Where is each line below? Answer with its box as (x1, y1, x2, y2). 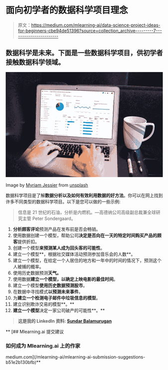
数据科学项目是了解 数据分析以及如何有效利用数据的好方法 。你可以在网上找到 (5, 192, 163, 198)
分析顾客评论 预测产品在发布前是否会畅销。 (12, 226, 101, 232)
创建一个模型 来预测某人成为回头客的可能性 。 (12, 244, 105, 250)
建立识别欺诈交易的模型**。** (12, 301, 74, 307)
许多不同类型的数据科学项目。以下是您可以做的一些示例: (5, 198, 121, 204)
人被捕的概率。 (12, 263, 44, 269)
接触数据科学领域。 (5, 58, 65, 66)
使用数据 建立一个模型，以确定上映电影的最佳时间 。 (12, 276, 118, 282)
